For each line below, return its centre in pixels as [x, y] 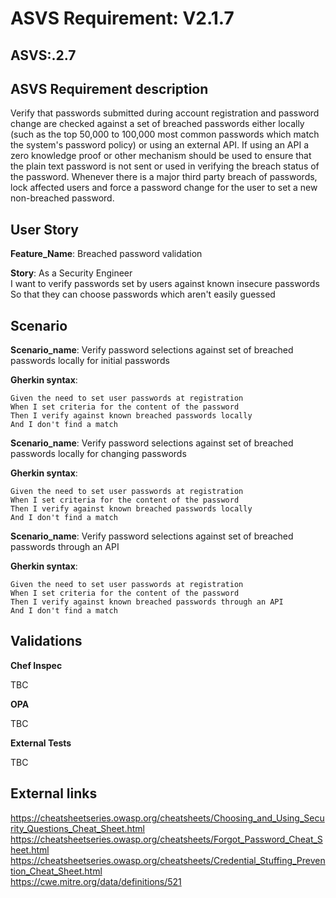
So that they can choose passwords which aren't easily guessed [143, 294]
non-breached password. [62, 198]
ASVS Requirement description [109, 88]
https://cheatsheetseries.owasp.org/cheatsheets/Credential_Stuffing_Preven [168, 860]
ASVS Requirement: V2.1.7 [122, 18]
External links [54, 793]
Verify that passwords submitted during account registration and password [165, 113]
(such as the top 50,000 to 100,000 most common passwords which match [165, 134]
